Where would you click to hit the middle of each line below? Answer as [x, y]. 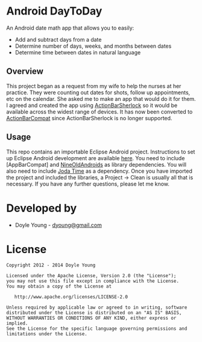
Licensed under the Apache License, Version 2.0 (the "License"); [91, 276]
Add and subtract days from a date [58, 39]
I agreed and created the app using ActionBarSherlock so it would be [92, 105]
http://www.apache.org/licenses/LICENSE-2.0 [71, 297]
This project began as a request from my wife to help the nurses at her [94, 86]
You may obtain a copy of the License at [59, 286]
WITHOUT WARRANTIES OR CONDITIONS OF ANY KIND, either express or [91, 318]
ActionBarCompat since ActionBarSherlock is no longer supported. [89, 118]
